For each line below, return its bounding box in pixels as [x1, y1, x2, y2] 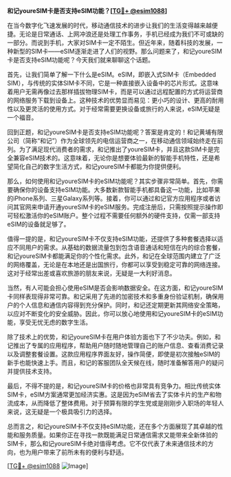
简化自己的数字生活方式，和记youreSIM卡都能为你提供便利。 [12, 162, 185, 171]
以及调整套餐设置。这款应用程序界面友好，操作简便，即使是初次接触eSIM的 [7, 350, 221, 358]
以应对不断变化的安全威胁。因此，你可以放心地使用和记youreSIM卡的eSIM [7, 310, 218, 317]
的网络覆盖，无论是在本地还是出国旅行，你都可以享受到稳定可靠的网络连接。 [7, 261, 224, 268]
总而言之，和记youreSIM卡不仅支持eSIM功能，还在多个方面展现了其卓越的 [7, 423, 218, 430]
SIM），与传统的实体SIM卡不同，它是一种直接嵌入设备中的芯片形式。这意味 [7, 79, 219, 87]
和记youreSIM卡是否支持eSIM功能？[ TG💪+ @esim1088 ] [7, 7, 167, 14]
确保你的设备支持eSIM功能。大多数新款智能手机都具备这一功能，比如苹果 [12, 186, 221, 193]
